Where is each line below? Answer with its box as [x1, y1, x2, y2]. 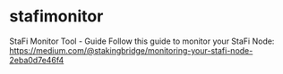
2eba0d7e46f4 [9, 54, 64, 65]
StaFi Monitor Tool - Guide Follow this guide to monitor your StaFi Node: [9, 36, 275, 46]
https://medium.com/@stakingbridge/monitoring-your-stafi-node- [9, 45, 253, 55]
